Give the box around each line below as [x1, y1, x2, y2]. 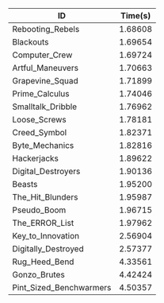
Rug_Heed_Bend [12, 256, 74, 267]
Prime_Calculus [12, 88, 70, 99]
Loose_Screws [12, 115, 67, 125]
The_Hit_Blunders [12, 192, 78, 202]
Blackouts [12, 37, 49, 47]
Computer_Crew [12, 49, 73, 60]
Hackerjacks [12, 153, 59, 164]
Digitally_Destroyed [12, 243, 85, 254]
